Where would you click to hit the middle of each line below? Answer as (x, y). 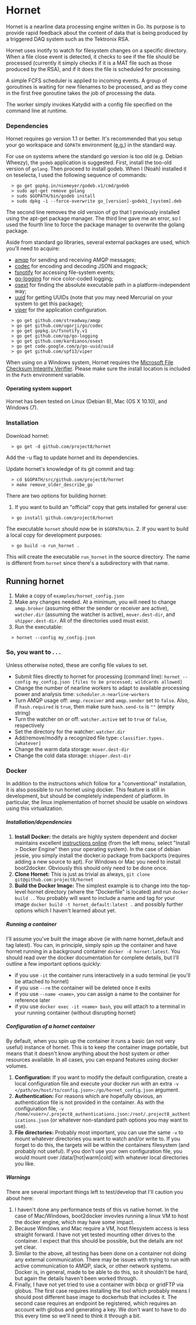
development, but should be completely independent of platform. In (87, 796)
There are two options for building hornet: (56, 496)
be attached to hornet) (42, 982)
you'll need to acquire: (33, 249)
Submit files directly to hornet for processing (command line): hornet (97, 676)
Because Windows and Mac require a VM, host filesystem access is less (102, 1229)
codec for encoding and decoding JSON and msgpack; (81, 266)
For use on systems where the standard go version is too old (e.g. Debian (94, 156)
